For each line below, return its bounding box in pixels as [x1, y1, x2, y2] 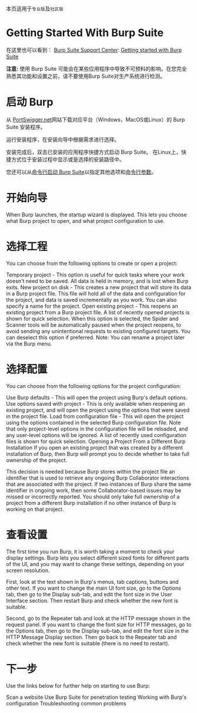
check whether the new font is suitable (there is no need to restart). [6, 639, 169, 647]
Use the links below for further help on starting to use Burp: [6, 682, 151, 689]
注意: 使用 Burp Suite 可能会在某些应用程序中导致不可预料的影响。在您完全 [6, 65, 187, 72]
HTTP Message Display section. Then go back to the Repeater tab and [6, 633, 177, 640]
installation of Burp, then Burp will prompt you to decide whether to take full [6, 450, 190, 457]
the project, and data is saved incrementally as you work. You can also [6, 296, 177, 303]
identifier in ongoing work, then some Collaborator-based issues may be [6, 487, 182, 494]
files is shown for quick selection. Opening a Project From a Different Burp [6, 438, 186, 445]
